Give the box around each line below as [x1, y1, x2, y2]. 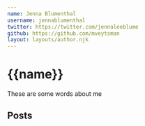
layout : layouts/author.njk [7, 36, 89, 43]
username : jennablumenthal [7, 17, 86, 24]
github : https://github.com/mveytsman [7, 29, 120, 37]
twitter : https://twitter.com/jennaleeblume [7, 23, 139, 30]
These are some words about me [7, 90, 102, 98]
